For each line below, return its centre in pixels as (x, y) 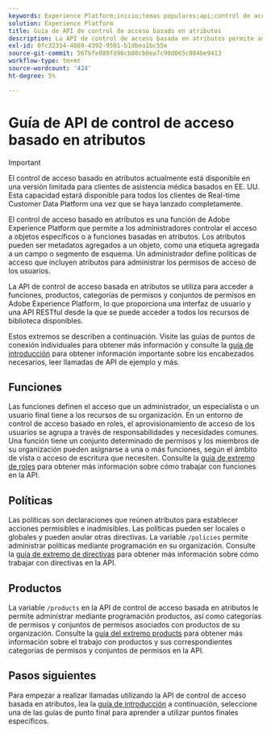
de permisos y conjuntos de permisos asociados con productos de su (124, 625)
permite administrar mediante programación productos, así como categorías (135, 616)
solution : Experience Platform (61, 23)
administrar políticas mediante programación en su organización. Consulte (132, 546)
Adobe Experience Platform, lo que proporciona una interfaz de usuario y (130, 303)
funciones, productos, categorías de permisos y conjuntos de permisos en (132, 294)
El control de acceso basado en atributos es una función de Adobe (119, 219)
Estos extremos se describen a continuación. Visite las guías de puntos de (132, 336)
